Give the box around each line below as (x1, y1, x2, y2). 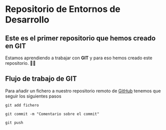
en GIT (5, 41, 26, 50)
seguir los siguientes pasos (5, 93, 61, 99)
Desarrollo (5, 14, 49, 25)
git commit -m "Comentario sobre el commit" (5, 111, 99, 117)
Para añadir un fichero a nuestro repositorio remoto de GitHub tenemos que (5, 88, 161, 94)
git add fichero (5, 103, 39, 108)
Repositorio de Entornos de (5, 3, 121, 15)
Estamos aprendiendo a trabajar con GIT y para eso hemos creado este (5, 55, 152, 61)
